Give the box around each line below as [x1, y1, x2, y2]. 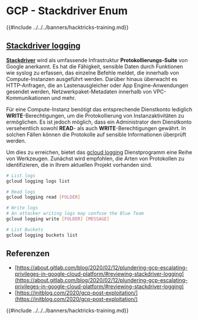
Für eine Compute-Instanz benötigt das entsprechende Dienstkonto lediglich [6, 105, 193, 113]
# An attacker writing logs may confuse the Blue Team [6, 211, 144, 216]
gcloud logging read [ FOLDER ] [6, 194, 81, 201]
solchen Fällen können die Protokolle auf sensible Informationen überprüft [6, 131, 187, 138]
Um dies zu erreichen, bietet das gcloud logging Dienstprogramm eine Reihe [6, 148, 193, 156]
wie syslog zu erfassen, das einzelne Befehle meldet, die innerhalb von [6, 69, 179, 76]
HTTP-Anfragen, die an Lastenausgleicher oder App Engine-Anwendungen [6, 82, 189, 89]
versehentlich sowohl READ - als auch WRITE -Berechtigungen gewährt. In [6, 124, 186, 131]
